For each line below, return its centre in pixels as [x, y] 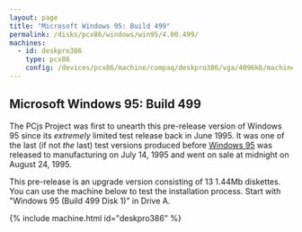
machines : [28, 43]
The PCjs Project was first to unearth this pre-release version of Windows [146, 126]
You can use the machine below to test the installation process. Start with [145, 191]
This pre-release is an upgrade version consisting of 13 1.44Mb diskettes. [145, 182]
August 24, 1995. [40, 164]
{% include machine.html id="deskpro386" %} [95, 218]
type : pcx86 [48, 59]
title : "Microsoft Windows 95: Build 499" [90, 26]
